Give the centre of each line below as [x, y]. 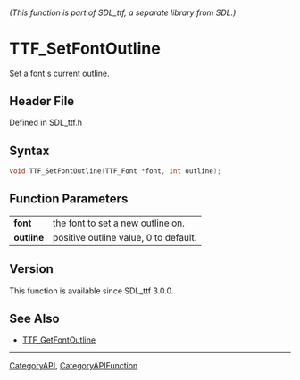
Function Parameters [69, 199]
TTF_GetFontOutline [59, 340]
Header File [42, 101]
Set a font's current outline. [59, 73]
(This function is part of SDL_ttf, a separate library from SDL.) [123, 12]
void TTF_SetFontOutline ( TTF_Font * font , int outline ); [115, 171]
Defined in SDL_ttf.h [46, 123]
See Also [34, 319]
